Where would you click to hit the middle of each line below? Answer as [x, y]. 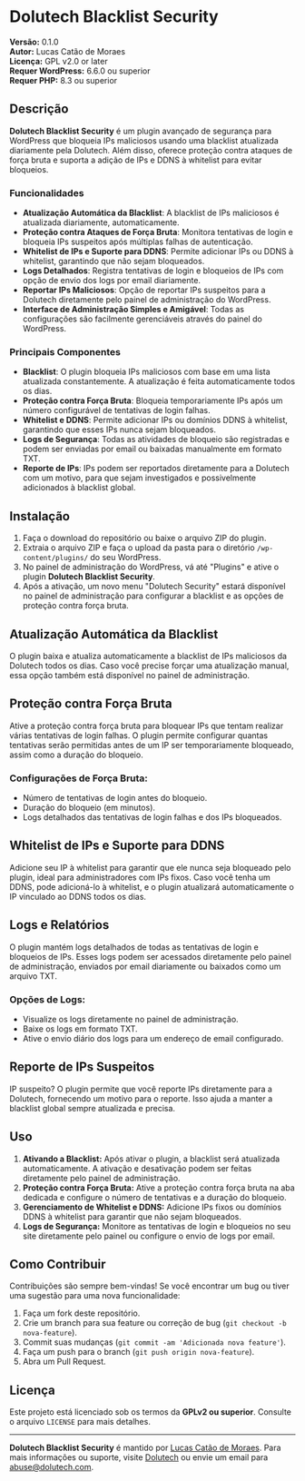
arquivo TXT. [33, 976]
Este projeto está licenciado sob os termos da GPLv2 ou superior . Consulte [151, 1412]
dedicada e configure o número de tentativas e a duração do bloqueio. [155, 1197]
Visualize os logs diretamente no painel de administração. [130, 1019]
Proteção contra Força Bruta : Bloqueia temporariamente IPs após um [152, 400]
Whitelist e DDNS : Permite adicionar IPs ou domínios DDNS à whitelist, [155, 420]
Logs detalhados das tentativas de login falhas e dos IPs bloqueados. [152, 817]
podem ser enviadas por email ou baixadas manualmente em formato [152, 449]
